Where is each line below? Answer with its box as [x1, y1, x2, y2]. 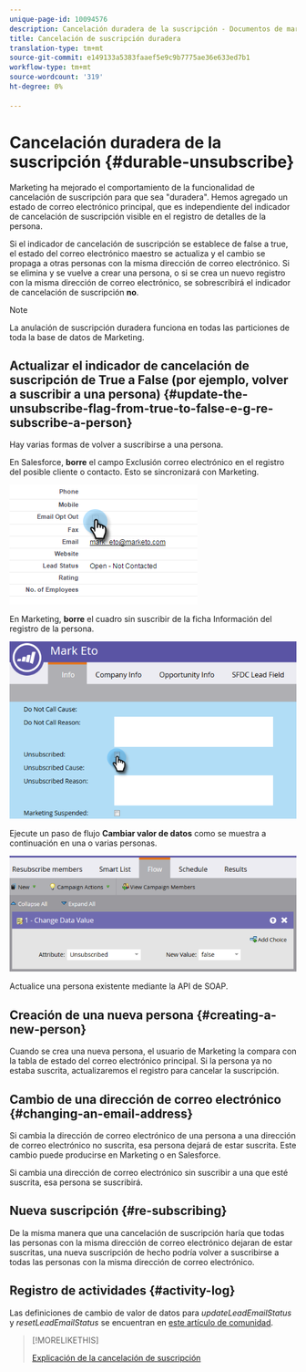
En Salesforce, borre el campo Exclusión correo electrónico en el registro [9, 457, 285, 468]
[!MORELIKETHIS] [31, 1335, 99, 1346]
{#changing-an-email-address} [9, 1106, 194, 1121]
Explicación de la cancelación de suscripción [31, 1352, 201, 1363]
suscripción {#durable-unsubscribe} [9, 151, 294, 172]
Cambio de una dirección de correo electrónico [9, 1091, 282, 1107]
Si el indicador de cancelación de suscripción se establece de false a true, [9, 238, 289, 249]
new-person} [9, 1022, 87, 1037]
